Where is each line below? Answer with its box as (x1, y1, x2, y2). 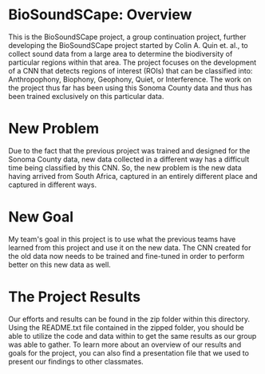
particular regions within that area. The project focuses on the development (8, 58, 257, 67)
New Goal (8, 208, 74, 226)
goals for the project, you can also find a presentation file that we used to (8, 348, 250, 357)
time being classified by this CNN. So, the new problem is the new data (8, 162, 242, 173)
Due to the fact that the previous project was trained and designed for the (8, 145, 251, 155)
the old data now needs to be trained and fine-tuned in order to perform (8, 251, 245, 261)
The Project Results (8, 288, 141, 305)
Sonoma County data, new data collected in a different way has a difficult (8, 154, 250, 164)
